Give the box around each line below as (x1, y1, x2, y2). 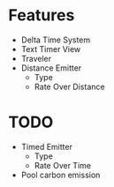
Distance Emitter (20, 63, 82, 73)
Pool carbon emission (20, 169, 101, 180)
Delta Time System (20, 34, 91, 45)
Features (8, 5, 75, 26)
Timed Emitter (20, 141, 72, 152)
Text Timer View (20, 43, 81, 54)
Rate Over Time (34, 160, 92, 170)
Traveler (20, 53, 52, 64)
